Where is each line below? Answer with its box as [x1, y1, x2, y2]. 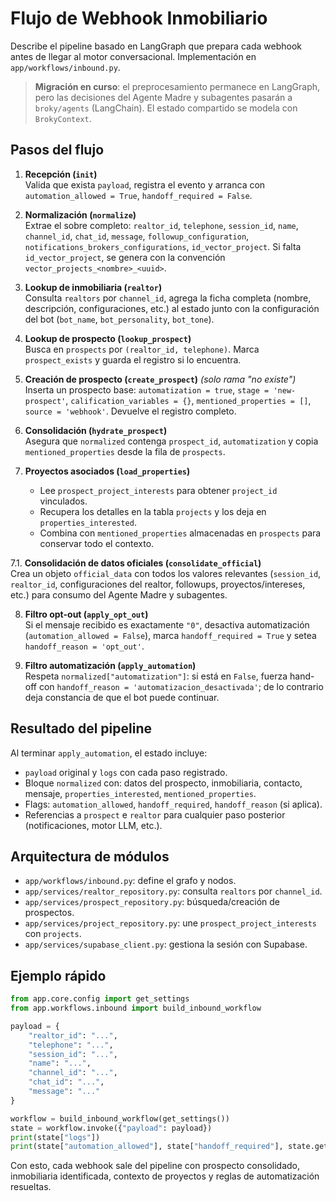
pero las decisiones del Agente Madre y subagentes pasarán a [34, 91, 293, 103]
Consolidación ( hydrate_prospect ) [24, 424, 168, 436]
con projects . [24, 928, 82, 940]
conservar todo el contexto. [39, 537, 155, 549]
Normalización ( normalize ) [24, 208, 137, 221]
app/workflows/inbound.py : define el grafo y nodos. [24, 875, 237, 887]
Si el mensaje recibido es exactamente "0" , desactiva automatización [24, 618, 310, 631]
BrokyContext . [34, 112, 92, 124]
